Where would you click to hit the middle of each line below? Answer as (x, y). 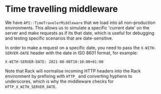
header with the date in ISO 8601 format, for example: (84, 53)
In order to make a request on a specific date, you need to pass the (72, 47)
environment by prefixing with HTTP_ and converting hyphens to (69, 76)
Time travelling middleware (61, 9)
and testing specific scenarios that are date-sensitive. (59, 38)
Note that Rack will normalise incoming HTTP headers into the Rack (73, 71)
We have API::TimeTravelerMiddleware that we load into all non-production (80, 23)
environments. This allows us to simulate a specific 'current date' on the (77, 27)
